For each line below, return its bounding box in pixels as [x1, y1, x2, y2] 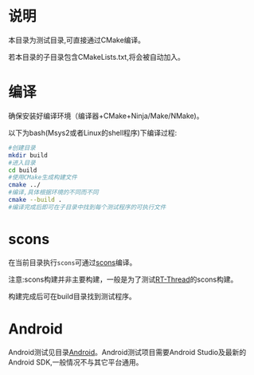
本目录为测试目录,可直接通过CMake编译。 [8, 35, 146, 45]
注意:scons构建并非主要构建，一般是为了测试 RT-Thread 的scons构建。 [8, 274, 238, 284]
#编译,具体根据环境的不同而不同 [8, 188, 99, 196]
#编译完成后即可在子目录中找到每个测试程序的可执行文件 [8, 203, 166, 211]
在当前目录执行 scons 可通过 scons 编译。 [8, 257, 137, 267]
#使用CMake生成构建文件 [8, 173, 78, 182]
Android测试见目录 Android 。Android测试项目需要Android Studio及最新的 [8, 347, 247, 357]
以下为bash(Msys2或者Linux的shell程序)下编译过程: [8, 128, 178, 137]
